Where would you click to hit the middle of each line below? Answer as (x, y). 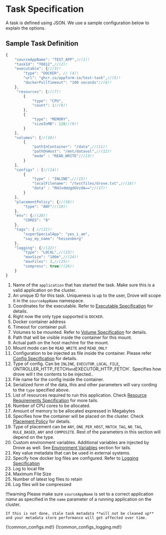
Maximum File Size (32, 474)
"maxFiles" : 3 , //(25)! (47, 262)
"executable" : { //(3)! (38, 69)
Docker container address (39, 322)
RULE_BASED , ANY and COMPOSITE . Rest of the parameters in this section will (87, 432)
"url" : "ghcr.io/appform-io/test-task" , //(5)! (72, 78)
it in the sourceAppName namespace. (48, 300)
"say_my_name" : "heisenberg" (53, 239)
